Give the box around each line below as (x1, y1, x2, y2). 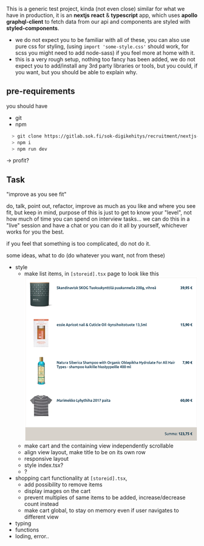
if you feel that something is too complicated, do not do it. (6, 240, 151, 247)
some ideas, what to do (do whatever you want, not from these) (6, 252, 166, 259)
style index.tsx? (24, 461, 64, 469)
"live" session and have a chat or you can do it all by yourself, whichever (6, 222, 188, 229)
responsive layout (24, 455, 69, 462)
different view (24, 513, 59, 520)
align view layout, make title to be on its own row (24, 448, 146, 455)
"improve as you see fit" (6, 191, 67, 198)
